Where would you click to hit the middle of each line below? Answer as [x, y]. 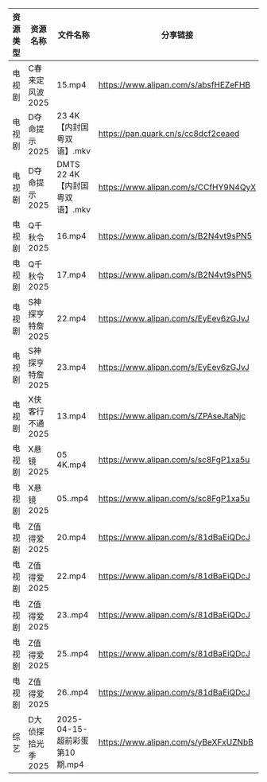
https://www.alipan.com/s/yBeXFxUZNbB [176, 742]
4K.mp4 [72, 465]
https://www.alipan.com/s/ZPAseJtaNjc [172, 416]
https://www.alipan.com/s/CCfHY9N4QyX [177, 187]
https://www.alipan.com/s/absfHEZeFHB [174, 85]
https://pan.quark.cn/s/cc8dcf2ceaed [169, 133]
